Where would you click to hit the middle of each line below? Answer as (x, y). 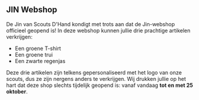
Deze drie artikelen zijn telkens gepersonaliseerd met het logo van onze (94, 72)
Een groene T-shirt (38, 48)
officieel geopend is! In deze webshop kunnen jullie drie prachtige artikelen (98, 30)
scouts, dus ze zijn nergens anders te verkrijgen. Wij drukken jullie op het (96, 79)
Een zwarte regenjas (40, 61)
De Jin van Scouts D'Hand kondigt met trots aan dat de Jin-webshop (91, 24)
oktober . (17, 91)
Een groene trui (34, 54)
